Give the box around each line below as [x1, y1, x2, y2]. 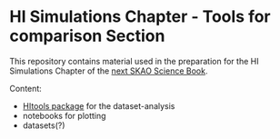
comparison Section [9, 25, 165, 46]
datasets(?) [22, 120, 65, 131]
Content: [9, 83, 43, 94]
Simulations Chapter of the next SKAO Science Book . [9, 65, 208, 76]
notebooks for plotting [22, 110, 106, 121]
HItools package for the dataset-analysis [22, 100, 175, 111]
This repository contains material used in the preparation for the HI [9, 55, 259, 66]
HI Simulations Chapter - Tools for [9, 6, 271, 27]
